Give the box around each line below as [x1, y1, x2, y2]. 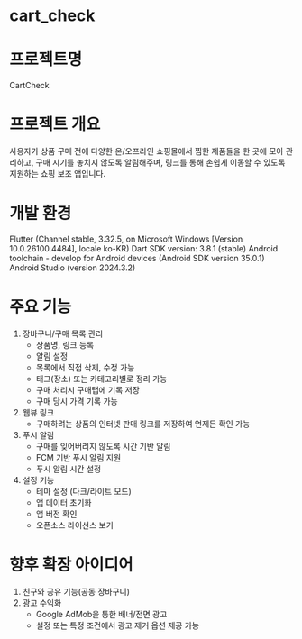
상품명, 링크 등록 [35, 339, 95, 350]
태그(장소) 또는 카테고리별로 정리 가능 [35, 373, 168, 384]
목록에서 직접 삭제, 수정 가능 [35, 361, 135, 372]
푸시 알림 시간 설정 [35, 463, 102, 474]
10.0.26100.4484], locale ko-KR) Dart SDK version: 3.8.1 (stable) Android [9, 243, 279, 253]
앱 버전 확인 [35, 508, 78, 519]
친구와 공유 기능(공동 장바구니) [22, 586, 131, 597]
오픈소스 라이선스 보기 [35, 519, 114, 530]
